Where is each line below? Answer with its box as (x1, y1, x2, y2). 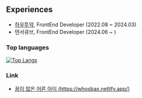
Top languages (6, 43, 50, 52)
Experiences (6, 5, 53, 15)
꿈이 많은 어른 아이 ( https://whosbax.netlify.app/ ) (14, 85, 130, 93)
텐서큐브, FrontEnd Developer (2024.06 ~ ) (14, 28, 116, 35)
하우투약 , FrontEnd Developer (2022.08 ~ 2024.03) (14, 21, 137, 28)
